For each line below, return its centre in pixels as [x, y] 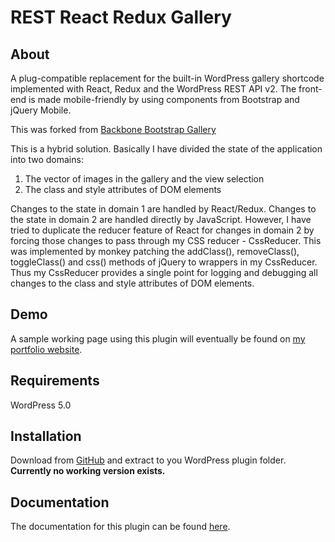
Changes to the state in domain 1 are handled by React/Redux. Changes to [163, 209]
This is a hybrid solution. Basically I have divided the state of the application [166, 149]
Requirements [55, 381]
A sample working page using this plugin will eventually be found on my [158, 338]
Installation [46, 436]
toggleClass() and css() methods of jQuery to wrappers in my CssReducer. [164, 262]
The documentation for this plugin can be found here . [120, 527]
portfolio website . [46, 349]
